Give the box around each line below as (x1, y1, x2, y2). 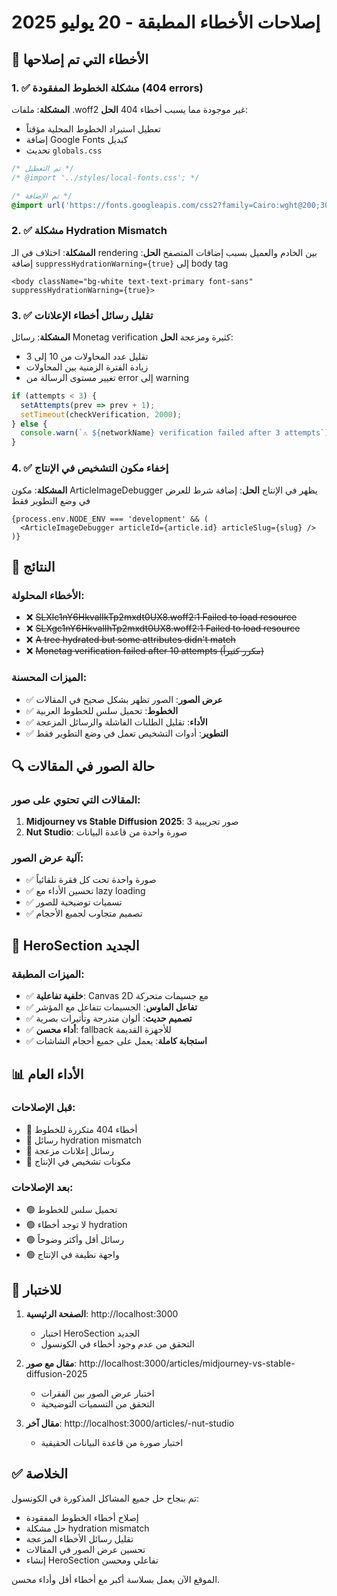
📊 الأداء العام (11, 1066, 84, 1083)
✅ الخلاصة (11, 1466, 69, 1483)
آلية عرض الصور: (11, 851, 84, 865)
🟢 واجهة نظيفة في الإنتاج (25, 1249, 120, 1261)
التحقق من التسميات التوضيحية (40, 1397, 155, 1410)
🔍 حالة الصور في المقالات (11, 757, 156, 775)
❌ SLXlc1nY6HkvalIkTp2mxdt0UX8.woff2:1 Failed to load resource (25, 611, 298, 623)
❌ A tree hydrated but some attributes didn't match (25, 634, 236, 646)
